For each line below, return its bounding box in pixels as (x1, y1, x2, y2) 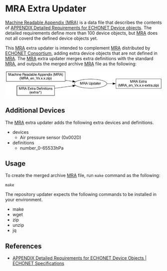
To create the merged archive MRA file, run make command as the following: (5, 173, 161, 179)
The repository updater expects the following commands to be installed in (5, 191, 157, 197)
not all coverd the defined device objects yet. (5, 35, 98, 41)
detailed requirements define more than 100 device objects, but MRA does (5, 30, 158, 36)
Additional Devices (5, 106, 65, 115)
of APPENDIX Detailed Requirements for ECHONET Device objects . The (5, 24, 152, 30)
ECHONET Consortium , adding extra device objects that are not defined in (5, 50, 158, 56)
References (5, 242, 42, 250)
